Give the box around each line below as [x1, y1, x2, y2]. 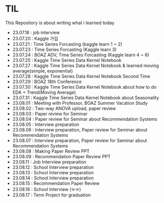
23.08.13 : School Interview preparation [12, 169, 94, 175]
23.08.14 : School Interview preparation [12, 175, 94, 181]
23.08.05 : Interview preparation [12, 121, 79, 127]
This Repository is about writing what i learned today [5, 20, 115, 26]
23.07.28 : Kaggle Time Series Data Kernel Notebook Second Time [12, 73, 150, 79]
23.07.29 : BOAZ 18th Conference [12, 79, 82, 85]
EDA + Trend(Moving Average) [12, 89, 76, 95]
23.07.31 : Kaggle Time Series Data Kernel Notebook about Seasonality [12, 94, 159, 101]
